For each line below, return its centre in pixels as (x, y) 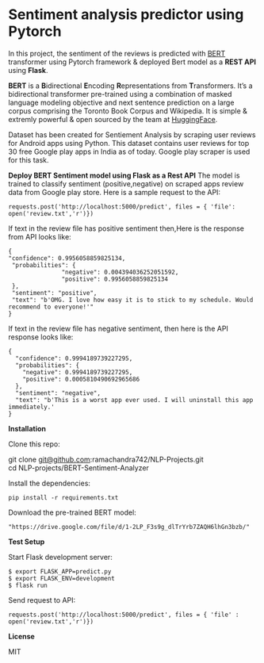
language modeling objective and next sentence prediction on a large (121, 102)
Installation (27, 428)
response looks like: (41, 337)
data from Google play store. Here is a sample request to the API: (114, 192)
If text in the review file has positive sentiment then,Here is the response (126, 228)
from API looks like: (40, 236)
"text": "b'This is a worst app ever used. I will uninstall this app (134, 400)
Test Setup (27, 542)
